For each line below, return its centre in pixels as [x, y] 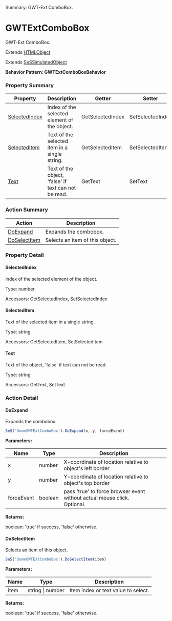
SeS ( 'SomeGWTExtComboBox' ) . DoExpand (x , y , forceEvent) [65, 431]
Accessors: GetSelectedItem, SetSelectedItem [54, 341]
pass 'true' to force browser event [104, 491]
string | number [46, 590]
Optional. [74, 504]
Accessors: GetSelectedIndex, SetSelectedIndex [56, 299]
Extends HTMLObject [28, 52]
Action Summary [27, 210]
